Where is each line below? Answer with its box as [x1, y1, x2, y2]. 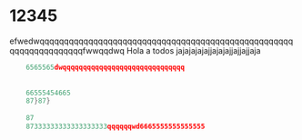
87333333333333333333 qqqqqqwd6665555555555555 [25, 122, 206, 132]
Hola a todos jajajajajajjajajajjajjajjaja [126, 45, 261, 55]
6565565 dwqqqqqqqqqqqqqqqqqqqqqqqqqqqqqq [25, 63, 185, 72]
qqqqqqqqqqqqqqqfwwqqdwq [9, 45, 126, 55]
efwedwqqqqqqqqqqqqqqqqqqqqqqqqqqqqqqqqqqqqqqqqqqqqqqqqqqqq [9, 35, 294, 46]
